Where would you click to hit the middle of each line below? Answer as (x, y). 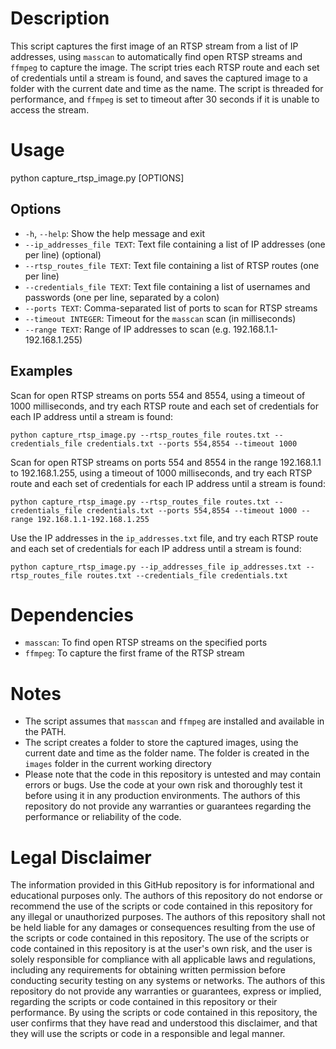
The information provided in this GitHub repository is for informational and (162, 885)
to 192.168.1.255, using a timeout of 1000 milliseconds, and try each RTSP (161, 473)
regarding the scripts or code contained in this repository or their (144, 1002)
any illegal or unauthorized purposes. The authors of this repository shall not (168, 917)
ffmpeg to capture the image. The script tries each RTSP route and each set (165, 67)
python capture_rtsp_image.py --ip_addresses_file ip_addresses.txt (156, 567)
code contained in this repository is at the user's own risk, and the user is (161, 949)
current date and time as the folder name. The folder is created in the (167, 753)
